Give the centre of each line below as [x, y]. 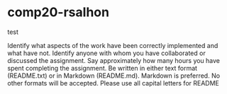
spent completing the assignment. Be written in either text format [102, 68]
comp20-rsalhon [59, 12]
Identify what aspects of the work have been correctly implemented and [113, 45]
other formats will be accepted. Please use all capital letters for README [113, 83]
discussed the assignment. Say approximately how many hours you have [114, 60]
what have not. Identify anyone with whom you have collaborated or [106, 53]
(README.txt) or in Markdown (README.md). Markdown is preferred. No [114, 76]
